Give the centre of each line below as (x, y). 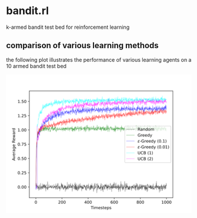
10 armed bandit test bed (36, 66)
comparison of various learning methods (82, 46)
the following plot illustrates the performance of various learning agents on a (99, 59)
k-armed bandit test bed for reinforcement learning (68, 27)
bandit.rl (27, 11)
